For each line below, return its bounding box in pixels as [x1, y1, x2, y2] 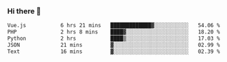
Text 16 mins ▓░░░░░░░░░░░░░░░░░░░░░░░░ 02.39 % [7, 48, 220, 55]
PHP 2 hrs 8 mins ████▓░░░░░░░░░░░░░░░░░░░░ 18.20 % [7, 29, 220, 36]
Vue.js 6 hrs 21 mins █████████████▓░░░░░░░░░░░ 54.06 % [7, 22, 220, 29]
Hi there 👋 [7, 6, 42, 16]
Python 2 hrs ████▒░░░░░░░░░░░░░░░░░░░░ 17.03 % [7, 35, 220, 42]
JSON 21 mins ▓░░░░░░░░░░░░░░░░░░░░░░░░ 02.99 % [7, 41, 220, 48]
